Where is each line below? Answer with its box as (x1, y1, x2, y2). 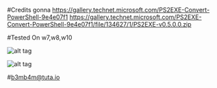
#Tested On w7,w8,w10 (7, 33, 73, 42)
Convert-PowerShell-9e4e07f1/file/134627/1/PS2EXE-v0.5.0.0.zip (7, 20, 192, 28)
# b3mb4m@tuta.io (7, 73, 60, 81)
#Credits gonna (7, 6, 51, 14)
